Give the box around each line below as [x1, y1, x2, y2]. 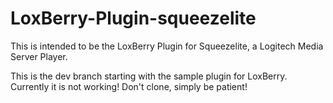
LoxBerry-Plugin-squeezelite [10, 7, 257, 30]
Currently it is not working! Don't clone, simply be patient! [10, 80, 248, 92]
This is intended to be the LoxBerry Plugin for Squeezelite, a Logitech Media [10, 40, 324, 52]
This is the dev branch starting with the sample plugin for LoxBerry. [10, 70, 288, 82]
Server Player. [10, 50, 68, 62]
